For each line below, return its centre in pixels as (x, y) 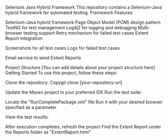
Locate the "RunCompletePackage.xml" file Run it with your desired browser (84, 102)
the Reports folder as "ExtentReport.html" (48, 132)
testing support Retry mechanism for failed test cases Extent (86, 33)
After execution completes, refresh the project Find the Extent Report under (83, 127)
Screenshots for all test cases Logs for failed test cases (63, 48)
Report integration (24, 38)
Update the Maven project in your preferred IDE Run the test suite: (73, 92)
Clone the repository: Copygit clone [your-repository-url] (64, 83)
